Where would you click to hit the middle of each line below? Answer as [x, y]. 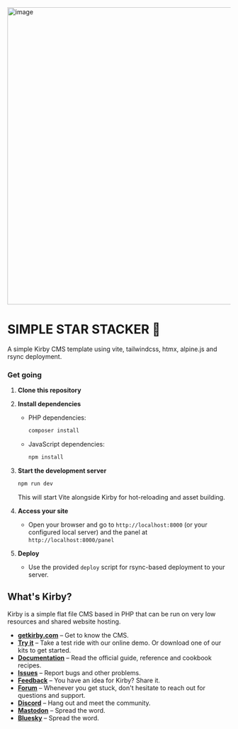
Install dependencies [49, 404]
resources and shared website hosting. [64, 621]
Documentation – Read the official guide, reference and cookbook [115, 658]
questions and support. [52, 695]
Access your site [43, 511]
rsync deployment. [35, 356]
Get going [25, 374]
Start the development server [62, 471]
